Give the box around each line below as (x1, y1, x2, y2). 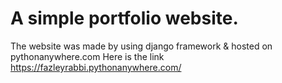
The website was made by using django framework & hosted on (10, 40, 273, 52)
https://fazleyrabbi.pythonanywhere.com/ (10, 61, 182, 73)
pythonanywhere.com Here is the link (10, 50, 165, 62)
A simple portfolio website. (10, 7, 239, 30)
